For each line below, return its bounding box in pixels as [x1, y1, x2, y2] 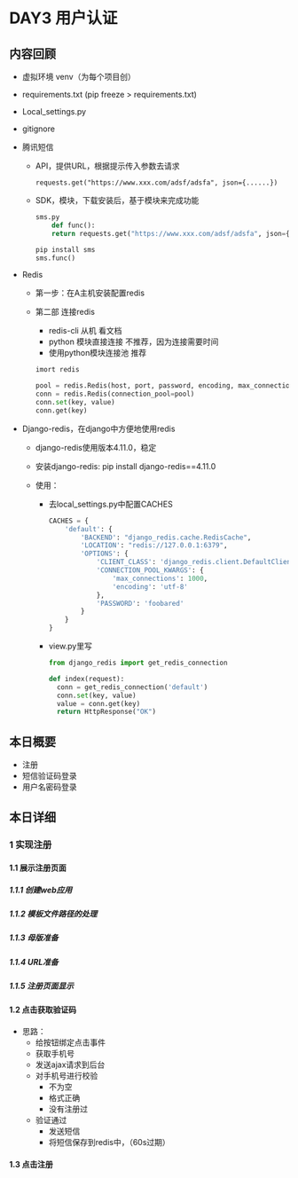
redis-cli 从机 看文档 [48, 326, 122, 336]
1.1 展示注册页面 [9, 862, 67, 873]
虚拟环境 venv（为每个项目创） [21, 72, 136, 82]
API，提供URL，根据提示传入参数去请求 [35, 161, 180, 171]
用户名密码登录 [21, 781, 77, 792]
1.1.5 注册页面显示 [9, 981, 74, 992]
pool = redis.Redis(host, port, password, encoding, [35, 381, 235, 390]
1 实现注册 [9, 839, 52, 852]
